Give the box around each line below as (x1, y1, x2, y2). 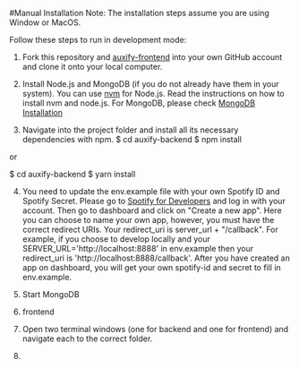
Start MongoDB (21, 289, 80, 299)
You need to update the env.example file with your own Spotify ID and (21, 186, 280, 196)
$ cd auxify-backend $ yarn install (9, 169, 136, 179)
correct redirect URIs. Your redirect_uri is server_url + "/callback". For (21, 224, 279, 235)
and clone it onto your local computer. (21, 62, 163, 72)
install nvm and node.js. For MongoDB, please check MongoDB (21, 98, 256, 108)
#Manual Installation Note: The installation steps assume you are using (9, 8, 270, 18)
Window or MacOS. (9, 17, 81, 28)
